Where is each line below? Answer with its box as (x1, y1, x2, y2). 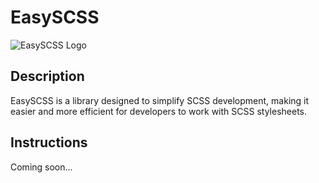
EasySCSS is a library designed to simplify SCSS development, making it (10, 94, 310, 106)
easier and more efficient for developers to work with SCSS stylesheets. (10, 105, 307, 117)
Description (10, 68, 85, 85)
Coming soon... (10, 161, 73, 173)
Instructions (10, 134, 88, 151)
